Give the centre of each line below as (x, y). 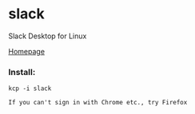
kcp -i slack (30, 88)
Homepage (27, 51)
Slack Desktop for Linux (48, 36)
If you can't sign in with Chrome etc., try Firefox (98, 103)
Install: (22, 72)
